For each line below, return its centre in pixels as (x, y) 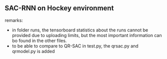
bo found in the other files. (39, 40)
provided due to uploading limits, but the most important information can (87, 35)
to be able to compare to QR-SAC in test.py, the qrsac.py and (75, 46)
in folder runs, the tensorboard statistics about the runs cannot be (80, 30)
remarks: (14, 20)
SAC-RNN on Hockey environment (59, 8)
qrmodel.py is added (33, 51)
